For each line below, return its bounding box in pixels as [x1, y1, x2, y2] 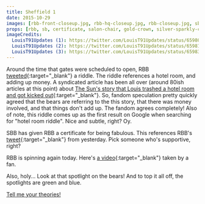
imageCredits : [6, 32, 43, 38]
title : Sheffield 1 [6, 9, 56, 15]
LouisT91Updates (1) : [12, 37, 67, 43]
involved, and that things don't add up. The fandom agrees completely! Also [6, 104, 197, 112]
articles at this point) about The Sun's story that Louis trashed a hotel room [6, 85, 195, 92]
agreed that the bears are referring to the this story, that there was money [6, 98, 192, 105]
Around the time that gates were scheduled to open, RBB [6, 65, 149, 73]
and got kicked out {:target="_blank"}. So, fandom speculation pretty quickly [6, 91, 198, 98]
